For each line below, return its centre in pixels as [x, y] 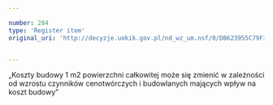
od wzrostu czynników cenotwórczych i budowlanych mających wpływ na [132, 84]
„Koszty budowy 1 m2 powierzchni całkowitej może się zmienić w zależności [136, 75]
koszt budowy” [34, 92]
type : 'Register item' [47, 30]
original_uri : [32, 38]
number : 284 [28, 23]
